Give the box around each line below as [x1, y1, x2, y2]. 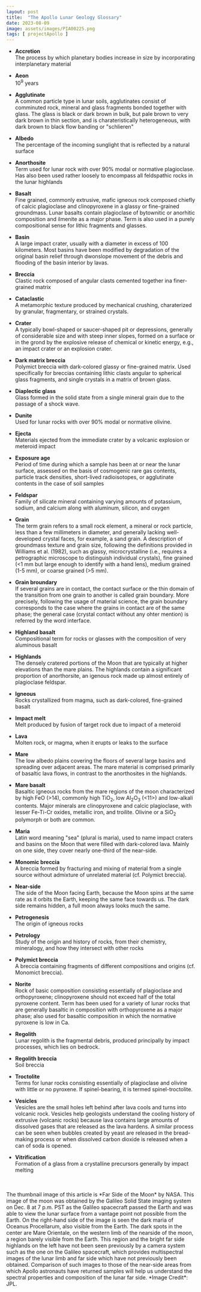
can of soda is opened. [14, 1142, 72, 1150]
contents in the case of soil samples [14, 480, 104, 487]
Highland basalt [14, 629, 56, 636]
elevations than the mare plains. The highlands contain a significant [14, 665, 182, 673]
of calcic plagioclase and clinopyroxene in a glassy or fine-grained [14, 203, 180, 210]
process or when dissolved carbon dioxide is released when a [34, 1136, 188, 1143]
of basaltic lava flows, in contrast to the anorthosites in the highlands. [14, 770, 187, 777]
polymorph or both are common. [14, 816, 96, 823]
